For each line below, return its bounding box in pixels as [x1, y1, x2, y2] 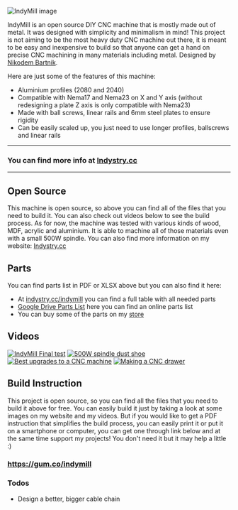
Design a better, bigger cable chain [17, 494, 120, 503]
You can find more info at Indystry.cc [7, 155, 138, 165]
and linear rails [17, 131, 62, 139]
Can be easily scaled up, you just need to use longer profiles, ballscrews [17, 124, 229, 131]
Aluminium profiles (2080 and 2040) [17, 86, 125, 94]
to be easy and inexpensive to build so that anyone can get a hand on [7, 43, 210, 51]
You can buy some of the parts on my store [17, 310, 144, 318]
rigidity [17, 116, 39, 124]
